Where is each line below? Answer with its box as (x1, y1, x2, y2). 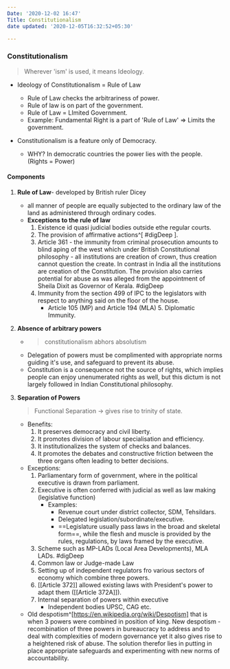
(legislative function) (37, 493, 96, 501)
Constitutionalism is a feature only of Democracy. (16, 136, 157, 144)
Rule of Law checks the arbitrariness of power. (27, 94, 160, 102)
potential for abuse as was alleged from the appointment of (37, 274, 206, 283)
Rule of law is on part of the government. (27, 101, 143, 109)
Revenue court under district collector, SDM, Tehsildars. (58, 507, 216, 516)
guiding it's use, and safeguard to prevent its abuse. (27, 358, 175, 366)
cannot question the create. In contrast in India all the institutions (37, 259, 221, 268)
